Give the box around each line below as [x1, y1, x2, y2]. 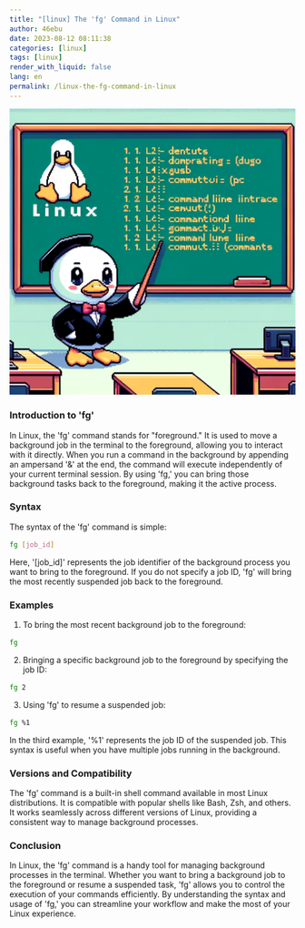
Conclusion [9, 839, 62, 852]
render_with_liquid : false [9, 63, 112, 72]
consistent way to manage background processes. [9, 816, 199, 827]
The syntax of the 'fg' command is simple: [9, 521, 167, 532]
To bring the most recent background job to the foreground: [22, 620, 247, 630]
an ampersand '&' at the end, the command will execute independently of [9, 459, 283, 469]
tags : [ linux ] [9, 53, 64, 63]
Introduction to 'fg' [9, 409, 95, 422]
